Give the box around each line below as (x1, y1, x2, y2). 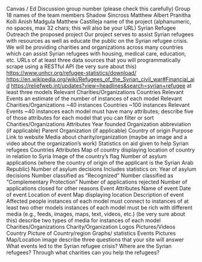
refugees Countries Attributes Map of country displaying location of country (6, 146, 195, 153)
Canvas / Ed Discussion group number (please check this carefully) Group (6, 5, 191, 12)
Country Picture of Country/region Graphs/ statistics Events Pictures (6, 229, 176, 237)
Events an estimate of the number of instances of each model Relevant (6, 95, 182, 102)
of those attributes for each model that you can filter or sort (6, 114, 154, 121)
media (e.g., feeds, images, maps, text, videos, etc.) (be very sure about (6, 211, 186, 217)
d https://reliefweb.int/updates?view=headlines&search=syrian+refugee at (6, 82, 192, 89)
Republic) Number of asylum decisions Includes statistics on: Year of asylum (6, 165, 197, 173)
